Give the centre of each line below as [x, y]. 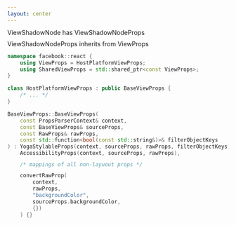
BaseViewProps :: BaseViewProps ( [53, 114]
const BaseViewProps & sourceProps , [72, 127]
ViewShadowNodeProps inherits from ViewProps [78, 44]
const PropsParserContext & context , [74, 121]
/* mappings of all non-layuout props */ [81, 164]
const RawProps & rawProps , [59, 134]
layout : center [29, 14]
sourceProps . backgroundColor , [77, 202]
